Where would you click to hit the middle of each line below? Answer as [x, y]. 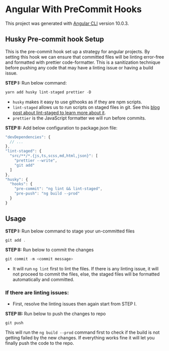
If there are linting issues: [37, 293]
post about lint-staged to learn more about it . [59, 112]
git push [14, 323]
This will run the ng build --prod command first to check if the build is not [82, 332]
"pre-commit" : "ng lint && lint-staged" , [58, 189]
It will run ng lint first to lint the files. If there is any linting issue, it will [86, 269]
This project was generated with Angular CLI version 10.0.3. [67, 23]
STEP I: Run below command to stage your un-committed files [70, 231]
